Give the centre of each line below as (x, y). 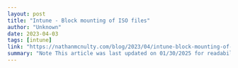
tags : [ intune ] (30, 40)
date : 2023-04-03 (33, 34)
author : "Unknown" (34, 27)
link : (15, 47)
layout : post (27, 14)
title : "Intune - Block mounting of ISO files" (79, 21)
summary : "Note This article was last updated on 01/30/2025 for (106, 54)
